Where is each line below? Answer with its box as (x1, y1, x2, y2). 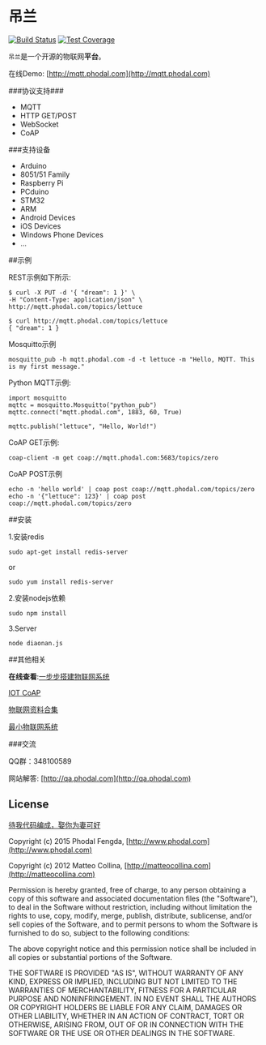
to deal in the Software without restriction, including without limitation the (8, 902, 252, 912)
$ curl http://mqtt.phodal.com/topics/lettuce (8, 317, 168, 325)
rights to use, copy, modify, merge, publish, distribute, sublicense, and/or (8, 910, 252, 920)
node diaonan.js (8, 639, 63, 647)
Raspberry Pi (19, 178, 64, 187)
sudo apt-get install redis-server (8, 548, 129, 556)
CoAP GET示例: (8, 437, 60, 447)
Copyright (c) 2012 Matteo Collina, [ (8, 860, 128, 870)
